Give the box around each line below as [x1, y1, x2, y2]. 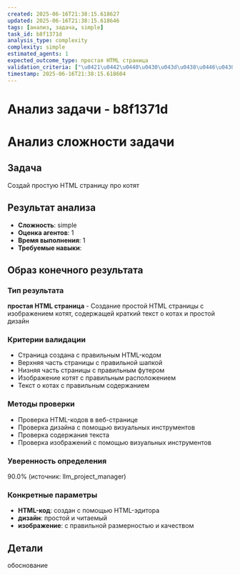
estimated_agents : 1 [7, 51, 69, 58]
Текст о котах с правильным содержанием [17, 381, 150, 390]
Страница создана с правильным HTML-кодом [17, 351, 162, 359]
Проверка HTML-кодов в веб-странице [17, 415, 138, 424]
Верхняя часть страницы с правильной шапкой [17, 359, 163, 367]
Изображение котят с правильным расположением [17, 374, 176, 382]
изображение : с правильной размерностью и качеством [17, 521, 194, 530]
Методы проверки [7, 399, 75, 409]
